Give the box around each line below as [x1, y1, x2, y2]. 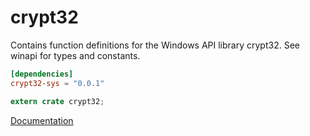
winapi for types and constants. [10, 49, 141, 61]
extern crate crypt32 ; [10, 96, 105, 106]
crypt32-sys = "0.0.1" [10, 78, 105, 88]
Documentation [10, 114, 74, 126]
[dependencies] [10, 69, 74, 79]
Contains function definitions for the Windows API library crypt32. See [10, 39, 300, 51]
